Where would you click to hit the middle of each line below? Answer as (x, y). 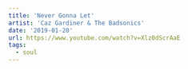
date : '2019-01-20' (41, 30)
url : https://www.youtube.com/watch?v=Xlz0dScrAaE (94, 38)
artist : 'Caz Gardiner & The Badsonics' (77, 23)
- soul (26, 52)
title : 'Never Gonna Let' (51, 15)
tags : (17, 45)
